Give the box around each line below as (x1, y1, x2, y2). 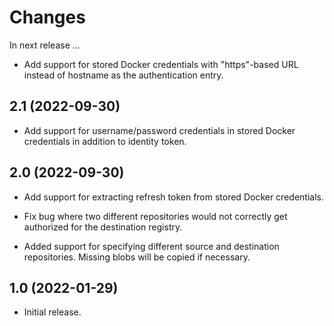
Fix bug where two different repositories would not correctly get (23, 210, 288, 222)
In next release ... (9, 39, 81, 51)
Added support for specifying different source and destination (23, 240, 280, 252)
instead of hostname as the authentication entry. (23, 69, 224, 81)
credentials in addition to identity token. (23, 135, 187, 147)
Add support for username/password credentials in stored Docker (23, 124, 296, 136)
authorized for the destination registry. (23, 221, 183, 233)
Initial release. (23, 306, 82, 318)
